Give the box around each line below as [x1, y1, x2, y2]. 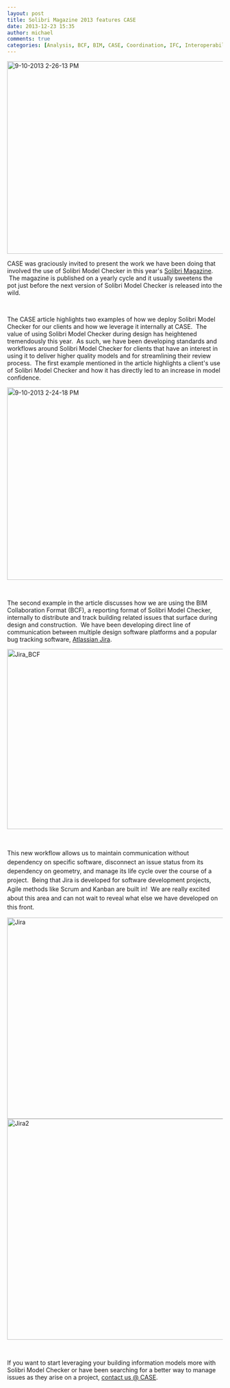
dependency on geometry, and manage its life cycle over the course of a [7, 867, 212, 875]
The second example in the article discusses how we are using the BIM [7, 599, 207, 607]
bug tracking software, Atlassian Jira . [7, 636, 112, 643]
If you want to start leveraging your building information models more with [7, 1358, 216, 1367]
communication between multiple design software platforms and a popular [7, 628, 217, 636]
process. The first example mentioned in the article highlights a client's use [7, 359, 220, 367]
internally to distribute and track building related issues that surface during [7, 614, 218, 621]
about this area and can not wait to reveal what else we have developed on [7, 894, 218, 902]
